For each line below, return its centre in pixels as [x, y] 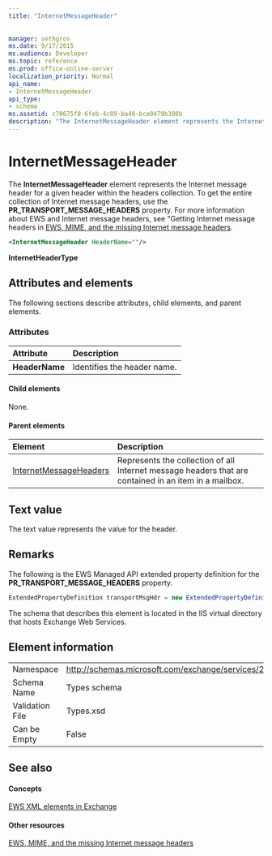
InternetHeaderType [43, 257]
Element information [61, 647]
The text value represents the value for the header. [93, 529]
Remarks [32, 555]
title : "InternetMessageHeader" [63, 16]
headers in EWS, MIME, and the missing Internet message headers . [121, 227]
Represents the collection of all [176, 461]
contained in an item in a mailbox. [181, 481]
